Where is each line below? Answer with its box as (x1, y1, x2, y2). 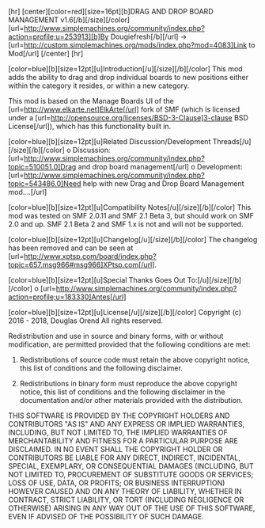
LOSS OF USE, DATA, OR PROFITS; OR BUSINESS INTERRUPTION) (8, 478, 225, 488)
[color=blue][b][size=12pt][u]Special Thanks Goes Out (8, 275, 186, 284)
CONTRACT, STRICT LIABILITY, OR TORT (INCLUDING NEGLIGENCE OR (8, 495, 244, 504)
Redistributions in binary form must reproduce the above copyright (19, 379, 237, 388)
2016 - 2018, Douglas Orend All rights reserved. (8, 316, 164, 325)
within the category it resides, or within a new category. (8, 81, 190, 90)
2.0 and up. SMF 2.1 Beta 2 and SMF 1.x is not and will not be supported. (8, 219, 244, 229)
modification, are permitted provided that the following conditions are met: (8, 340, 251, 349)
